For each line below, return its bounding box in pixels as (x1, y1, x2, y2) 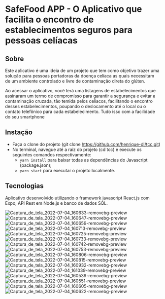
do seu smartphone (5, 114, 45, 119)
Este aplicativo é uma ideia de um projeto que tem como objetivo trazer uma (5, 68, 160, 74)
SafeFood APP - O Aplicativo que (5, 3, 142, 15)
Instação (5, 128, 33, 137)
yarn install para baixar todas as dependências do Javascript (19, 157, 148, 163)
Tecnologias (5, 182, 44, 190)
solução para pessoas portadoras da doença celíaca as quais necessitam (5, 73, 154, 78)
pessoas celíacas (5, 35, 78, 46)
